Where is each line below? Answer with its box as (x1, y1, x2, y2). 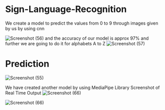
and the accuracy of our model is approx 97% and (45, 35, 149, 41)
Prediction (5, 58, 49, 70)
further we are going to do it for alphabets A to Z (5, 40, 106, 46)
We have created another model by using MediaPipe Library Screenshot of (5, 84, 160, 90)
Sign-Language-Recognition (5, 4, 127, 15)
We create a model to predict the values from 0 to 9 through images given (5, 20, 158, 26)
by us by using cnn (5, 25, 45, 31)
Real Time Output (5, 89, 42, 96)
